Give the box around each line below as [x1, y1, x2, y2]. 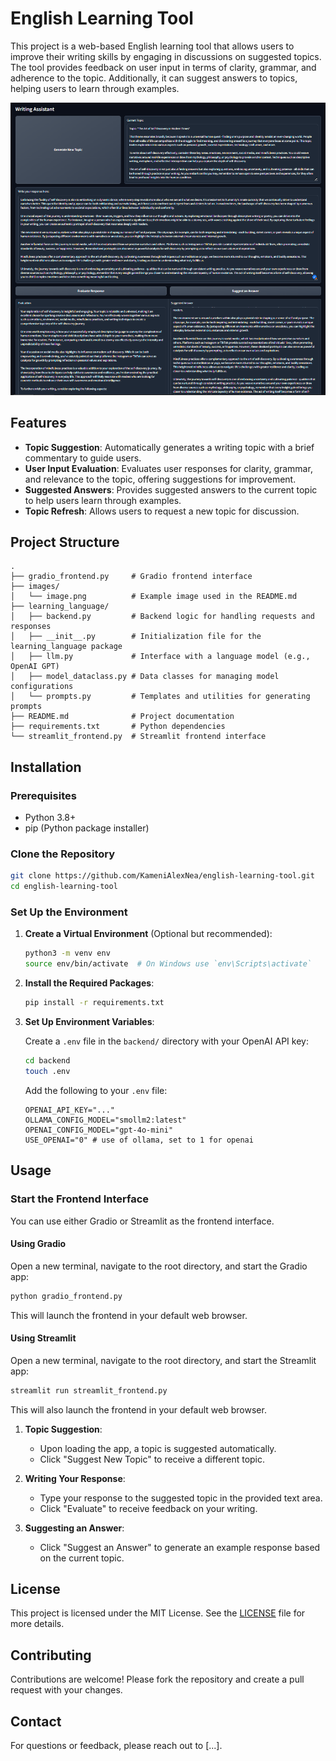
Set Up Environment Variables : [24, 1016, 155, 1028]
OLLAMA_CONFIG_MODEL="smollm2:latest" [24, 1115, 187, 1125]
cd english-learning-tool [10, 882, 118, 892]
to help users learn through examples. [24, 494, 182, 506]
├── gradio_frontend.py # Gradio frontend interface [10, 572, 253, 582]
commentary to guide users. [24, 452, 142, 464]
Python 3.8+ [24, 812, 77, 824]
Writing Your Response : [24, 1472, 126, 1484]
